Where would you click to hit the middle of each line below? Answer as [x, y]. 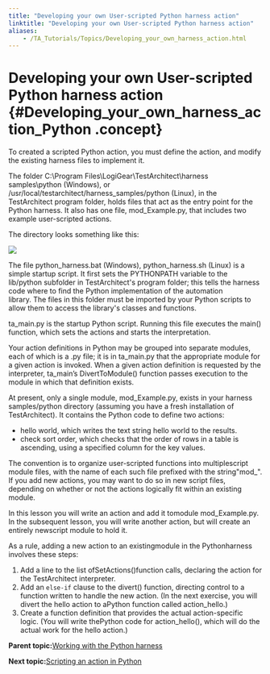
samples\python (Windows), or [60, 185]
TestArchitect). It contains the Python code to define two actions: [116, 415]
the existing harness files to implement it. [77, 160]
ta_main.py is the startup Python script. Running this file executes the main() [135, 324]
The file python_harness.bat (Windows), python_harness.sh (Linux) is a [127, 265]
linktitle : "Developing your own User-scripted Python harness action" [131, 23]
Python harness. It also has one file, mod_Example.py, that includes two [128, 210]
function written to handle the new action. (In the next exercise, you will [139, 596]
